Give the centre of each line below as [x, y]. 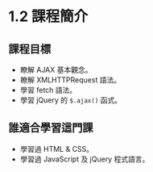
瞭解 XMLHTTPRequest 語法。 [70, 80]
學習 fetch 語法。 [48, 90]
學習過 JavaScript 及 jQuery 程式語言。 [85, 159]
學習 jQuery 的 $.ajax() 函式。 [71, 100]
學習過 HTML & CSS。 [57, 149]
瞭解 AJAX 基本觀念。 [56, 70]
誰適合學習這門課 [51, 128]
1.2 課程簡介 [48, 17]
